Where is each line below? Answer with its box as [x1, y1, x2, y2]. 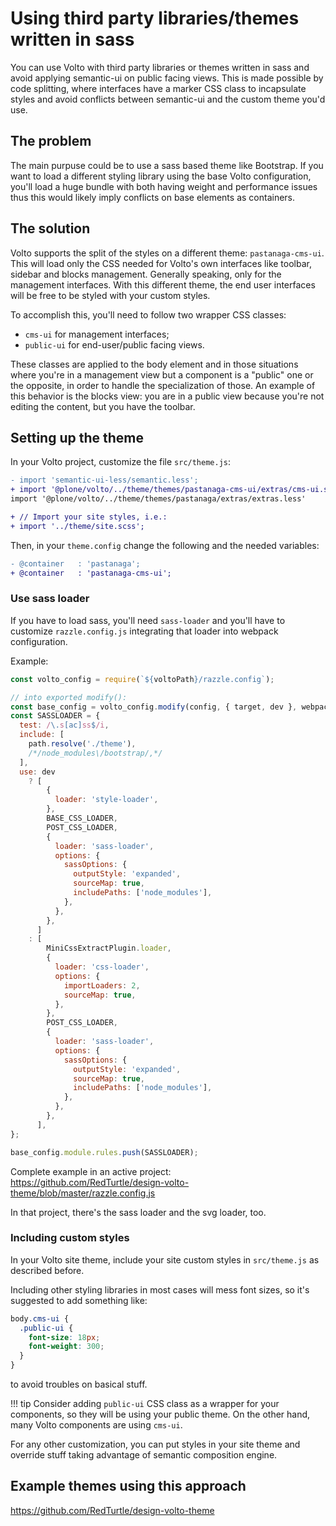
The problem [10, 133, 92, 150]
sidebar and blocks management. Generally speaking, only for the [10, 268, 282, 280]
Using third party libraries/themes [10, 7, 300, 30]
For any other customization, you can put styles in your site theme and [10, 1438, 301, 1451]
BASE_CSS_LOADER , [46, 813, 118, 824]
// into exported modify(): [10, 692, 128, 702]
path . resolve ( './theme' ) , [28, 739, 137, 749]
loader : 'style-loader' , [54, 795, 159, 805]
